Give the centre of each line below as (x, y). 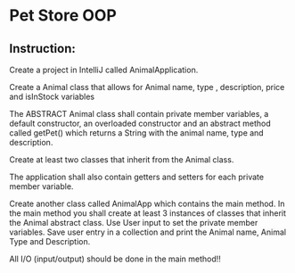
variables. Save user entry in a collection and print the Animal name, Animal (148, 232)
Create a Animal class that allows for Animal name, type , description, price (147, 87)
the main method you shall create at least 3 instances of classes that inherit (148, 213)
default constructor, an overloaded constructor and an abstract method (140, 123)
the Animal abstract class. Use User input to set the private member (134, 223)
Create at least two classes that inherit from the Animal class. (122, 160)
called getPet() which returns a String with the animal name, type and (137, 133)
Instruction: (42, 49)
